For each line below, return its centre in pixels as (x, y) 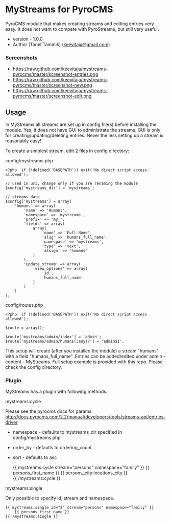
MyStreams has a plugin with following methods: (56, 392)
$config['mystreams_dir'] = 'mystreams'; (50, 188)
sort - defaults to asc (35, 457)
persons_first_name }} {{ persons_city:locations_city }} (70, 473)
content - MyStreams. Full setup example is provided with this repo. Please (84, 362)
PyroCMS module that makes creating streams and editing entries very (80, 24)
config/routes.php (24, 305)
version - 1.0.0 (28, 39)
